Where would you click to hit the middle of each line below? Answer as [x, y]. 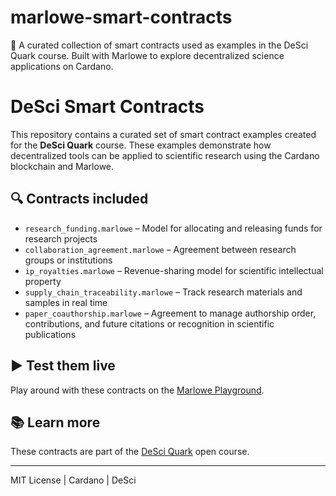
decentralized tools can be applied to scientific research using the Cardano [165, 155]
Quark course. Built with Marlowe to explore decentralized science [147, 55]
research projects [61, 238]
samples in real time [66, 302]
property [43, 281]
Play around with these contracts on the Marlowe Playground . [137, 390]
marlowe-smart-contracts [121, 17]
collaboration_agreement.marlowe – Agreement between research [160, 249]
